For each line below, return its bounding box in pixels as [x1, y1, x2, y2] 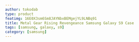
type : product [5, 12, 34, 16]
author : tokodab [5, 7, 38, 12]
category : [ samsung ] [5, 29, 47, 34]
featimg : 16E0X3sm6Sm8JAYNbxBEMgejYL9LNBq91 [5, 16, 97, 21]
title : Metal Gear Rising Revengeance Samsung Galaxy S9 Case [5, 20, 134, 26]
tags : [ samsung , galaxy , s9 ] [5, 25, 64, 30]
